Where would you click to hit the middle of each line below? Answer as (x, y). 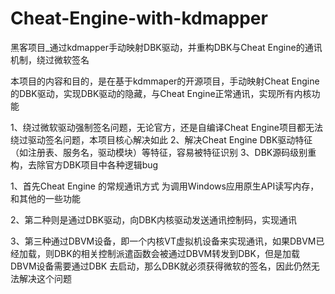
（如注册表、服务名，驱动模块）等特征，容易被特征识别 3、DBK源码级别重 (163, 152)
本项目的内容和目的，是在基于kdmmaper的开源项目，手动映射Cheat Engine (165, 81)
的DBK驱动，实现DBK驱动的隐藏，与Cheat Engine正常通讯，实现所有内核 (161, 93)
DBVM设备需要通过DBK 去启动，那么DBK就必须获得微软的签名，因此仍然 (161, 266)
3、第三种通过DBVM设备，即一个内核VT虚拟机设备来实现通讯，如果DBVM (163, 241)
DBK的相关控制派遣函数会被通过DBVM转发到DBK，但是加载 (176, 253)
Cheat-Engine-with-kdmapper (139, 18)
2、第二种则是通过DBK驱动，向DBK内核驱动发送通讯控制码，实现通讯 (153, 219)
